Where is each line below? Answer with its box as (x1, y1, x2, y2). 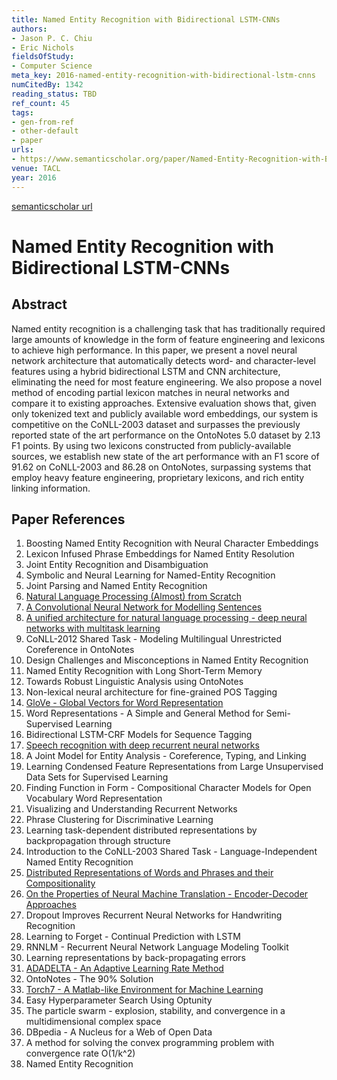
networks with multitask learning (25, 622, 161, 635)
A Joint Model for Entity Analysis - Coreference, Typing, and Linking (25, 750, 307, 762)
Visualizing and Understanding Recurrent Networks (25, 803, 238, 815)
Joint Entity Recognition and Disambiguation (25, 559, 209, 571)
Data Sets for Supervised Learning (25, 771, 169, 783)
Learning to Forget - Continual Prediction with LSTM (25, 931, 241, 943)
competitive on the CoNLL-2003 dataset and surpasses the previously (11, 418, 301, 430)
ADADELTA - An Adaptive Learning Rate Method (25, 962, 224, 975)
